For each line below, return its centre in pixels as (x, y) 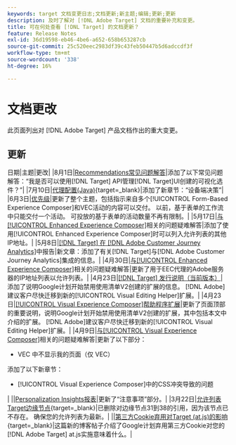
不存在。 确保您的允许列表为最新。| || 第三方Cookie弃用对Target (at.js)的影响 (118, 417)
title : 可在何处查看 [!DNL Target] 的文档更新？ (73, 27)
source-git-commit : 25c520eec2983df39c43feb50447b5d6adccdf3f (100, 46)
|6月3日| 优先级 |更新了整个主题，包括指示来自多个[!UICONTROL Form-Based (118, 199)
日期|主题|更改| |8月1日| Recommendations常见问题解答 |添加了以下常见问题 (115, 172)
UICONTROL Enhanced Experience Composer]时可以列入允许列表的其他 (122, 234)
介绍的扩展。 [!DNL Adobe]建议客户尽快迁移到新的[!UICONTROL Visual (110, 322)
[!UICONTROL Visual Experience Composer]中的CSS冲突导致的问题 (116, 385)
